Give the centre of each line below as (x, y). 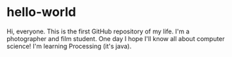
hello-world (42, 12)
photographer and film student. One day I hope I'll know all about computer (116, 38)
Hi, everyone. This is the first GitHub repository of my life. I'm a (98, 31)
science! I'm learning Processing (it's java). (69, 46)
